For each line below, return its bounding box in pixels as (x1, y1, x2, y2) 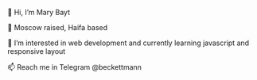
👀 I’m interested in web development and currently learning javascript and (7, 38, 250, 48)
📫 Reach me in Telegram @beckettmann (7, 63, 142, 71)
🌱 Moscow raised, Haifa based (7, 23, 108, 32)
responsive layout (7, 47, 66, 55)
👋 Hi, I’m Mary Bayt (7, 8, 71, 17)
